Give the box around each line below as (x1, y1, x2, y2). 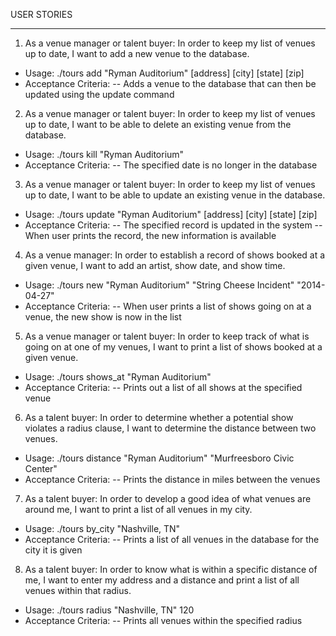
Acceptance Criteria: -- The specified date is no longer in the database (24, 159, 318, 171)
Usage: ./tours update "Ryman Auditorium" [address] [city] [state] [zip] (24, 209, 318, 220)
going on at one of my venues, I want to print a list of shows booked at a (24, 341, 323, 353)
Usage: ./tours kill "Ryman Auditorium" (24, 149, 185, 160)
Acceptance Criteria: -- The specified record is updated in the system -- (24, 219, 323, 231)
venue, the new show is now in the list (24, 311, 182, 323)
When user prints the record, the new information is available (24, 230, 277, 241)
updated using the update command (24, 89, 175, 100)
